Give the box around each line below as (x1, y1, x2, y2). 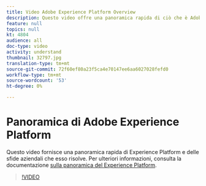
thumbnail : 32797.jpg (6, 55, 62, 61)
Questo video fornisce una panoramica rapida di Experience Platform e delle (6, 148, 199, 155)
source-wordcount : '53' (6, 77, 67, 83)
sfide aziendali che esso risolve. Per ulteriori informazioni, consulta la (6, 155, 182, 162)
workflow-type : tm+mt (6, 72, 62, 78)
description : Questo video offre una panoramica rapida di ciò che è (6, 15, 188, 21)
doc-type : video (6, 44, 48, 50)
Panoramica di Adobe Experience (6, 115, 180, 129)
